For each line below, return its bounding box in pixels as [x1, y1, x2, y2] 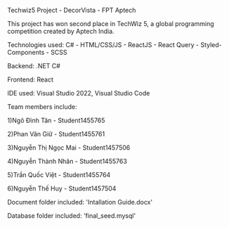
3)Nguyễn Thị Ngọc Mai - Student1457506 [7, 143, 131, 152]
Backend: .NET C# [7, 62, 61, 70]
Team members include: [7, 103, 77, 111]
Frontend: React [7, 75, 54, 84]
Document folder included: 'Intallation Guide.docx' [7, 198, 153, 206]
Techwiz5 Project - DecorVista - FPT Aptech [7, 6, 136, 14]
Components [7, 48, 45, 56]
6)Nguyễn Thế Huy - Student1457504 [7, 184, 117, 193]
